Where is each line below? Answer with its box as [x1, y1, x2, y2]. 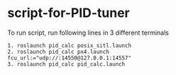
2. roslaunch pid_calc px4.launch [7, 48, 110, 55]
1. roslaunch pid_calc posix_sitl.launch [7, 42, 132, 49]
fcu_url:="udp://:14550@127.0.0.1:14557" [7, 54, 132, 62]
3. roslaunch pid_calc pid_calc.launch [7, 60, 126, 68]
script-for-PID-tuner [7, 5, 130, 21]
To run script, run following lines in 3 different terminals [7, 28, 169, 37]
